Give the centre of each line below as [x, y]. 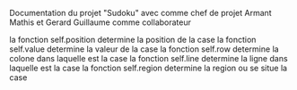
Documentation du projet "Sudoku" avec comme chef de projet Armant [140, 13]
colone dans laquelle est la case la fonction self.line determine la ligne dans [149, 58]
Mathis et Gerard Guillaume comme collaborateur [100, 22]
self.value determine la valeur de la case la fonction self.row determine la [144, 49]
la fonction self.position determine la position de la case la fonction [133, 40]
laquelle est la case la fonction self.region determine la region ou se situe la [148, 68]
